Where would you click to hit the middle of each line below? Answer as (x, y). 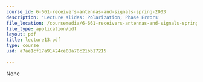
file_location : (25, 23)
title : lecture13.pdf (34, 40)
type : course (23, 46)
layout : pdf (21, 34)
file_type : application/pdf (42, 29)
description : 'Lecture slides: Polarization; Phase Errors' (84, 17)
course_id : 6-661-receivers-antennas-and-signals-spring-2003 (86, 12)
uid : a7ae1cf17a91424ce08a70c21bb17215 (56, 51)
